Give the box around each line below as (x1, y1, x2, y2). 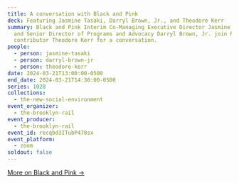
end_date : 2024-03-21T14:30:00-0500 (7, 76, 116, 84)
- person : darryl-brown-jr (14, 57, 94, 64)
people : (7, 43, 31, 50)
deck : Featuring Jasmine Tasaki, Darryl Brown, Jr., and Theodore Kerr (7, 17, 224, 24)
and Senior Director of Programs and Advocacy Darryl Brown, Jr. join (14, 30, 228, 38)
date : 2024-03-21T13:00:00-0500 (7, 70, 103, 77)
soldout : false (7, 149, 53, 156)
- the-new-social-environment (14, 96, 103, 104)
